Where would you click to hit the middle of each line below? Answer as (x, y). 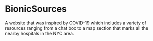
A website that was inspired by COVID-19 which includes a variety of (76, 23)
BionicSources (36, 9)
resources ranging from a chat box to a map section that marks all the (77, 28)
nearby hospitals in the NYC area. (40, 33)
